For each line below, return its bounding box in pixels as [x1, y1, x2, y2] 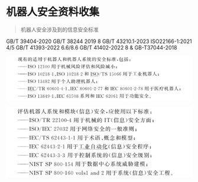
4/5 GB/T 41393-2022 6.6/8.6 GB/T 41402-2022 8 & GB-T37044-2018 [6, 44, 177, 51]
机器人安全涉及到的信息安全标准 [20, 26, 99, 33]
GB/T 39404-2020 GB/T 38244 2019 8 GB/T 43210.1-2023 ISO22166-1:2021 [6, 38, 192, 45]
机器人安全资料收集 [6, 5, 100, 19]
